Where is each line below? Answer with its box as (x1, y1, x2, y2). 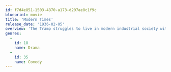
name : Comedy (14, 59, 42, 64)
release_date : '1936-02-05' (5, 21, 65, 27)
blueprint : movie (5, 12, 42, 17)
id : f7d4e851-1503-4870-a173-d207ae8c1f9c (5, 7, 97, 13)
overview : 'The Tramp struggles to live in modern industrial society (5, 26, 158, 31)
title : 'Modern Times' (5, 17, 53, 22)
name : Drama (14, 45, 40, 50)
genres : (5, 31, 22, 36)
